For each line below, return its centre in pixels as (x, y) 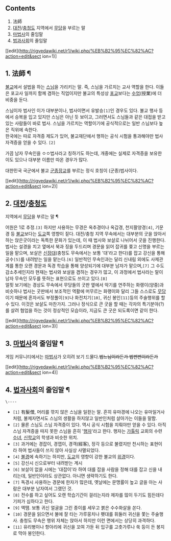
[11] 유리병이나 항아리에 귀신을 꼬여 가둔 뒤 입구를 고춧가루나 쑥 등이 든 (84, 527)
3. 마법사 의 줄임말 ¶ (34, 344)
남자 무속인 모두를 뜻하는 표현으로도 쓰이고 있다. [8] (56, 278)
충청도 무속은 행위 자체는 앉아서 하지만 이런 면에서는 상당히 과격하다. (88, 521)
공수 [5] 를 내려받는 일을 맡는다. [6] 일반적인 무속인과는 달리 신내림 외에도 (78, 260)
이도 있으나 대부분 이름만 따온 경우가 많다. (47, 159)
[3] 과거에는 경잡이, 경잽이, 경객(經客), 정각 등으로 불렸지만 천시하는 (81, 444)
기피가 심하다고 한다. (33, 501)
